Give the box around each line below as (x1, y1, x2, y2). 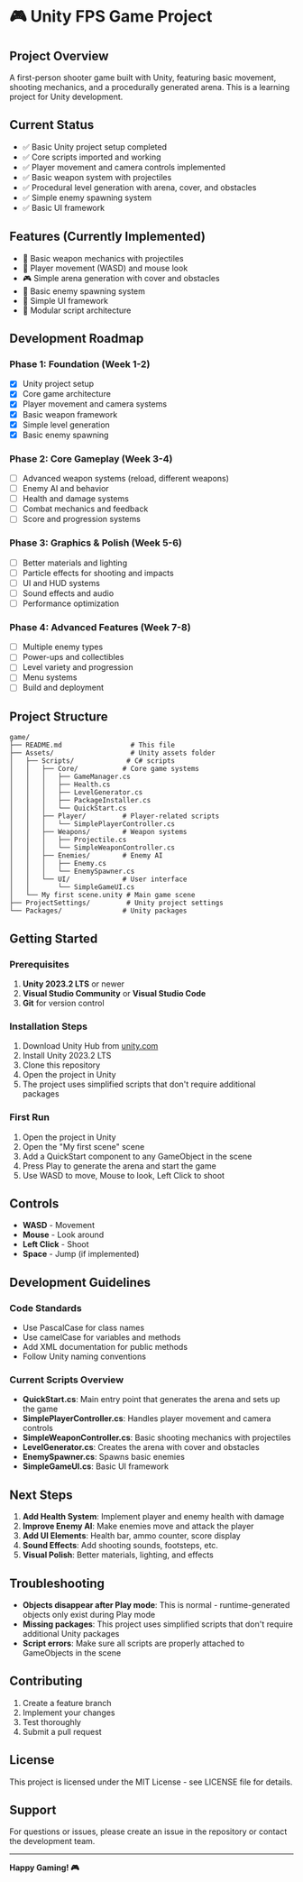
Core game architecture (22, 389, 111, 399)
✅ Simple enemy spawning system (22, 192, 152, 203)
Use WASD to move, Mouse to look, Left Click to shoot (22, 1170, 225, 1180)
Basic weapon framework (22, 409, 118, 419)
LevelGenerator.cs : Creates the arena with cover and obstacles (22, 1442, 260, 1453)
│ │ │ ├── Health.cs (9, 780, 111, 789)
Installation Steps (9, 1020, 88, 1033)
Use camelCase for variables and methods (22, 1332, 181, 1343)
